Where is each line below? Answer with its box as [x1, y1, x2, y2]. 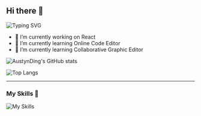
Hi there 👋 [6, 6, 44, 16]
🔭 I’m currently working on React [14, 33, 96, 40]
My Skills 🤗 [6, 89, 39, 98]
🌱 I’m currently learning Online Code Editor [14, 39, 121, 46]
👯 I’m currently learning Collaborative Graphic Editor [14, 46, 144, 53]
